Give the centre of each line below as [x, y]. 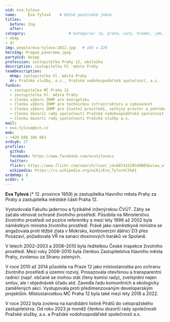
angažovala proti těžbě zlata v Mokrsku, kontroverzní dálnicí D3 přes [77, 231]
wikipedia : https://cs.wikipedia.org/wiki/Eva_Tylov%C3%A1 [73, 170]
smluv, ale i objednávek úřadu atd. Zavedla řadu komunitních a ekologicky [82, 283]
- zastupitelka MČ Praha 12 [39, 90]
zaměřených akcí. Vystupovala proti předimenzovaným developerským [79, 288]
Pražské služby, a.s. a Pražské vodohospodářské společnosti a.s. [73, 314]
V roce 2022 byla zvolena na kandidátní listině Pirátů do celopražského [79, 303]
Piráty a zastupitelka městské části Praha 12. [52, 200]
